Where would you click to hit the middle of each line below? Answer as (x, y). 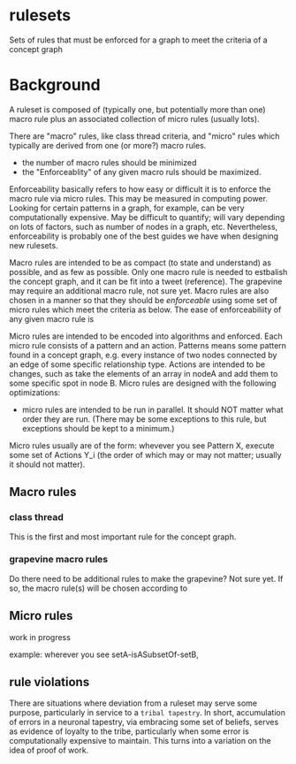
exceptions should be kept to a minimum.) (98, 428)
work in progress (40, 637)
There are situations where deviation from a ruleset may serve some (133, 703)
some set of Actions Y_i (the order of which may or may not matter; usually (145, 455)
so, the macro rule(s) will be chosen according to (99, 588)
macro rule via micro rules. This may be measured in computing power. (138, 198)
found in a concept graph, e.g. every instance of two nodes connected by (143, 355)
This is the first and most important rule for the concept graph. (123, 537)
